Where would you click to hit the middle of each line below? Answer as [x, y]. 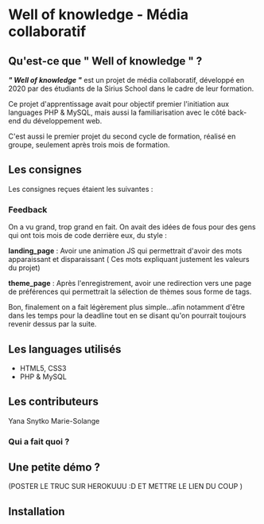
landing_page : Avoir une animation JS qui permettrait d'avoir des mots [125, 251]
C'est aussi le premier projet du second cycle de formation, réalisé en [122, 136]
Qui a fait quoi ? [39, 441]
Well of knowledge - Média [99, 15]
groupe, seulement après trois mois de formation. [89, 145]
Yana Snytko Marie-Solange [54, 420]
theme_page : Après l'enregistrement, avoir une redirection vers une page [130, 284]
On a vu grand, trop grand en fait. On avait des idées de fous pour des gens [132, 227]
